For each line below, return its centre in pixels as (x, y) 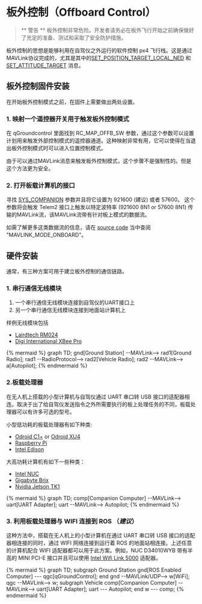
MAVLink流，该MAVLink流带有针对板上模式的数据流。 (83, 215)
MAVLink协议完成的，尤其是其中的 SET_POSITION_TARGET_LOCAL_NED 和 (99, 58)
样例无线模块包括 (27, 323)
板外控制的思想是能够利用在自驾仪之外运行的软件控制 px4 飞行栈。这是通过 (99, 50)
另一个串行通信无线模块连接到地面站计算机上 (70, 310)
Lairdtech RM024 (36, 335)
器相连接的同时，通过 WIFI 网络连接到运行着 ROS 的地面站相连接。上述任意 (99, 543)
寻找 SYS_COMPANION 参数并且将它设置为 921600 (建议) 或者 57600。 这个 (101, 200)
